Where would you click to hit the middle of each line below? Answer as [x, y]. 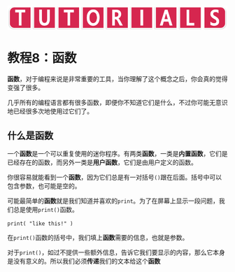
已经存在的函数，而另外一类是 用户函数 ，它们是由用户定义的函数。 [102, 162]
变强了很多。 [26, 88]
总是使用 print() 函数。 [46, 209]
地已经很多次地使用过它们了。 [50, 111]
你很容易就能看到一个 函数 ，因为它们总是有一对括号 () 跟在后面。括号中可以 [115, 177]
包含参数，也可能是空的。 [44, 186]
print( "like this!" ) [40, 224]
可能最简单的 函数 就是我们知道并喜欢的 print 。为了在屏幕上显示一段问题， [113, 201]
